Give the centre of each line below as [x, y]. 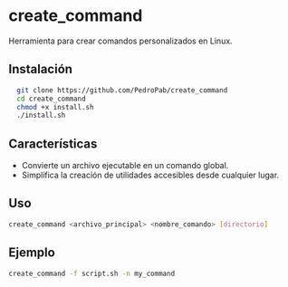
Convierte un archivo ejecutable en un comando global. [125, 166]
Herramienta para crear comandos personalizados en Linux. [120, 41]
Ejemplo [32, 253]
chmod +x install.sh [55, 107]
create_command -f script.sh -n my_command [92, 273]
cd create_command [52, 99]
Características [53, 143]
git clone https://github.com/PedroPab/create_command [122, 90]
